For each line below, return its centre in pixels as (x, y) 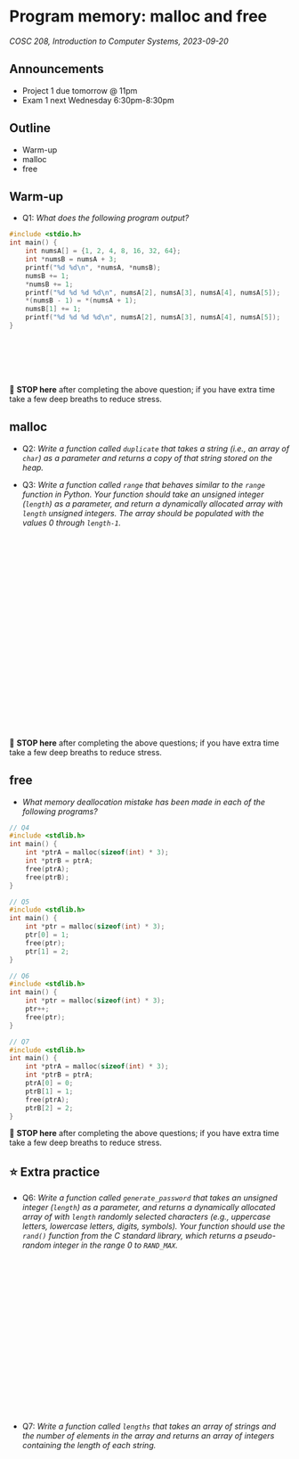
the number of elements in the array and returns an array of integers (148, 1436)
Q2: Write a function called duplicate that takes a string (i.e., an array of (156, 449)
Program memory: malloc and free (138, 16)
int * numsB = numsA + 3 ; (71, 260)
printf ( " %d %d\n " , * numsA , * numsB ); (93, 268)
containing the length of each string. (89, 1446)
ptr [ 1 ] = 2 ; (47, 952)
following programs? (60, 811)
